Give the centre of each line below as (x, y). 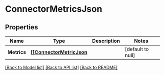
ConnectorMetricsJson (54, 9)
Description (106, 41)
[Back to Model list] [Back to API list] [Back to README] (61, 67)
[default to (137, 49)
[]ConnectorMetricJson (59, 52)
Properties (22, 27)
